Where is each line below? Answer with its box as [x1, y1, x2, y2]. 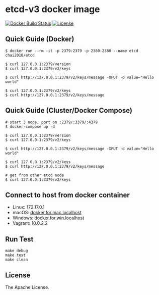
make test [5, 253, 26, 258]
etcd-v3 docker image [5, 4, 100, 15]
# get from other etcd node [5, 173, 64, 178]
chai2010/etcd [5, 53, 35, 58]
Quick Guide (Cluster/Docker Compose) [5, 106, 132, 115]
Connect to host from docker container [5, 190, 130, 199]
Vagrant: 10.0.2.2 [12, 220, 48, 226]
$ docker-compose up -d [5, 124, 55, 129]
